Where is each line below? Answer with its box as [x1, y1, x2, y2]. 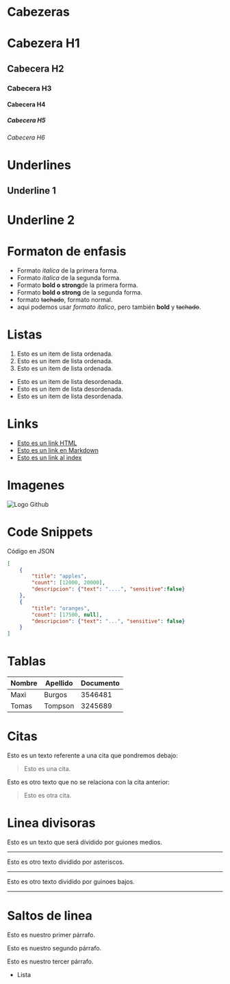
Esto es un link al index [16, 453, 82, 461]
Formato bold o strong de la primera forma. [16, 281, 138, 289]
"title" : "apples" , [31, 573, 88, 580]
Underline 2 [7, 212, 75, 228]
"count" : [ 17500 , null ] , [31, 611, 103, 618]
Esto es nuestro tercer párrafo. [7, 957, 94, 965]
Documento [81, 678, 120, 688]
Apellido [45, 678, 73, 688]
